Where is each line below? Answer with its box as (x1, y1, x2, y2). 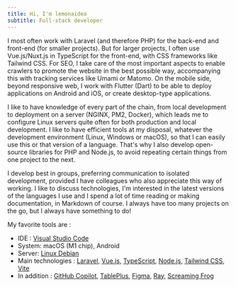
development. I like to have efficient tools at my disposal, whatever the (7, 125, 213, 134)
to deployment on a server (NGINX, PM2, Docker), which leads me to (7, 110, 209, 119)
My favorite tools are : (7, 220, 72, 228)
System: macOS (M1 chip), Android (17, 241, 120, 250)
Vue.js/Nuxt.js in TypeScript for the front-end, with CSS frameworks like (7, 51, 218, 60)
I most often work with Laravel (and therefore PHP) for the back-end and (7, 36, 219, 45)
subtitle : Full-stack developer (7, 17, 103, 24)
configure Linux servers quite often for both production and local (7, 117, 197, 126)
